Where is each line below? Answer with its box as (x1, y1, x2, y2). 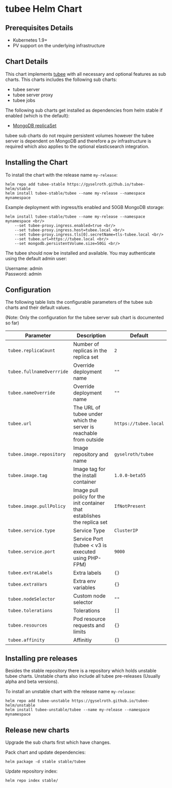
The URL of (73, 404, 101, 411)
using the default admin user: (5, 255, 68, 261)
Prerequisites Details (5, 24, 73, 32)
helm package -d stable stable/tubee (5, 759, 86, 764)
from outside (73, 436, 104, 443)
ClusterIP (114, 528, 138, 533)
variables (73, 584, 96, 591)
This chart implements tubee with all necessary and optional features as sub (5, 71, 166, 77)
